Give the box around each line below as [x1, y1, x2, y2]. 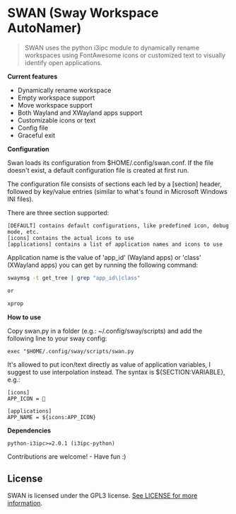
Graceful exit [17, 131, 55, 139]
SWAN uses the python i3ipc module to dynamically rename [24, 43, 200, 52]
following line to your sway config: [7, 334, 107, 343]
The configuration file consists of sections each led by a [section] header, [7, 179, 223, 188]
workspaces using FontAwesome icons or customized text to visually [24, 51, 226, 59]
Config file [17, 123, 48, 132]
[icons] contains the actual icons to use [7, 234, 134, 241]
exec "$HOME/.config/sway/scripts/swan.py [7, 348, 134, 355]
